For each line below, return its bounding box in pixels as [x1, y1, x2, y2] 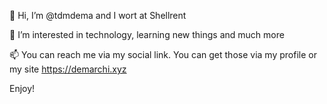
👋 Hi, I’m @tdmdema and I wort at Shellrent [9, 10, 187, 21]
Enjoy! [9, 83, 36, 94]
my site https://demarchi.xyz [9, 63, 127, 75]
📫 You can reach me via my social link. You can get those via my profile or [9, 49, 317, 60]
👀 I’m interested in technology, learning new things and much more [9, 29, 285, 40]
